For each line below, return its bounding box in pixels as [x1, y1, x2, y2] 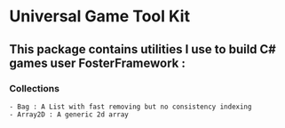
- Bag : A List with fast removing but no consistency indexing [9, 102, 252, 111]
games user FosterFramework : [9, 55, 186, 70]
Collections [9, 82, 60, 94]
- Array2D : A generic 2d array [9, 109, 129, 119]
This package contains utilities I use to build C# [9, 42, 277, 57]
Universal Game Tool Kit [9, 6, 191, 27]
